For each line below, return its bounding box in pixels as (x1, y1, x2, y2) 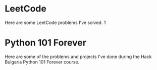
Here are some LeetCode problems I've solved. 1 (5, 19, 106, 25)
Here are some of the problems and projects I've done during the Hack (5, 53, 152, 59)
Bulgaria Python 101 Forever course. (5, 58, 80, 65)
